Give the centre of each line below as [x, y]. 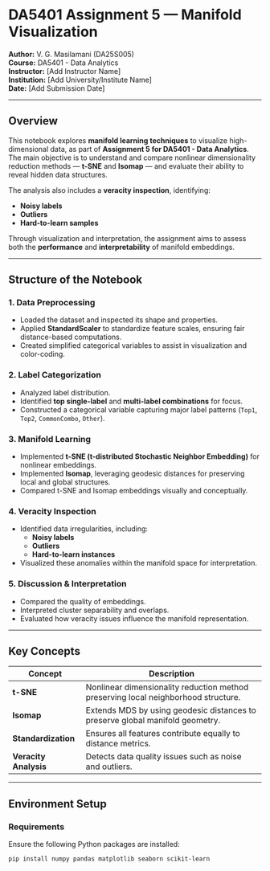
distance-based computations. [71, 337]
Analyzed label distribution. [65, 392]
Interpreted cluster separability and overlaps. [94, 610]
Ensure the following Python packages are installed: [94, 844]
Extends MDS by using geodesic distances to [171, 710]
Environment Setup [57, 804]
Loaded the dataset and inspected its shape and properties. [119, 320]
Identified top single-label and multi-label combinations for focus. [131, 401]
